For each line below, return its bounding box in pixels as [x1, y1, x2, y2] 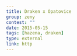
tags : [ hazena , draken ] [6, 30, 64, 36]
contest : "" [6, 19, 35, 25]
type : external [6, 36, 43, 41]
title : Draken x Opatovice [6, 8, 72, 15]
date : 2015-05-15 [6, 24, 48, 31]
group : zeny [6, 14, 35, 20]
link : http [6, 41, 33, 47]
